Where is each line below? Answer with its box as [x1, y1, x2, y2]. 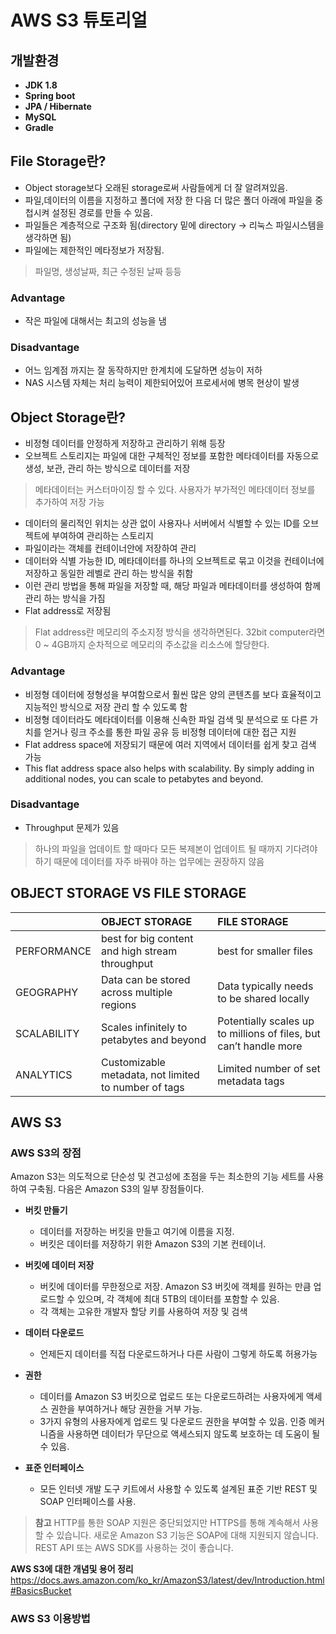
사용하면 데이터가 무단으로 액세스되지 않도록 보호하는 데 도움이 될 [66, 1428, 321, 1440]
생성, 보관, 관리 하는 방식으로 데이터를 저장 [24, 462, 191, 475]
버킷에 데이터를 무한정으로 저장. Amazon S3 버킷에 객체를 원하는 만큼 [39, 1281, 312, 1293]
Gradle [24, 122, 54, 133]
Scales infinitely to [100, 1020, 188, 1034]
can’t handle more [217, 1039, 303, 1053]
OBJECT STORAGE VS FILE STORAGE [10, 885, 247, 902]
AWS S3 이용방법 [10, 1612, 91, 1626]
